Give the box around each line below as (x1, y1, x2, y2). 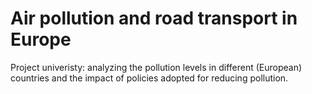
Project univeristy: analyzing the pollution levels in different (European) (10, 61, 303, 73)
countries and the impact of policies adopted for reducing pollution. (10, 72, 289, 84)
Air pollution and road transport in (10, 7, 298, 30)
